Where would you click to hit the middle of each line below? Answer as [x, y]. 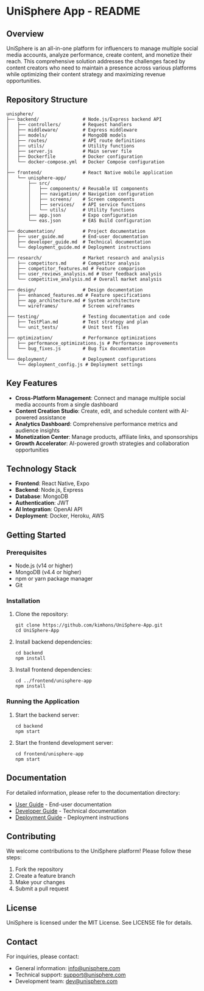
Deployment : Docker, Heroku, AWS [60, 516]
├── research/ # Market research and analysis [86, 258]
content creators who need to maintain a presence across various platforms [101, 68]
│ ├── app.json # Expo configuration [72, 215]
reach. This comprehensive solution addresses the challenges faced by [96, 61]
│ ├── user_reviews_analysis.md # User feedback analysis [84, 274]
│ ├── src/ [28, 183]
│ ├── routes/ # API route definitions [76, 140]
